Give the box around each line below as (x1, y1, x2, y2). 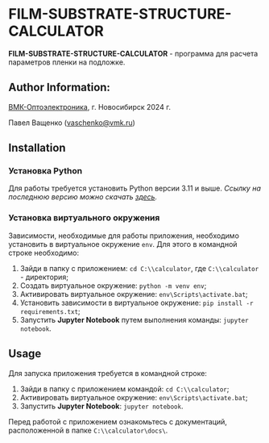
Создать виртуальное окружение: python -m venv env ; (19, 280, 207, 290)
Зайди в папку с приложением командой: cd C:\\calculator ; (19, 384, 230, 394)
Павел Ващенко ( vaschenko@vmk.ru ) (8, 118, 135, 127)
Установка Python (8, 165, 83, 177)
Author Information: (8, 81, 111, 94)
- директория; (19, 272, 68, 282)
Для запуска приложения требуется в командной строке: (8, 368, 208, 378)
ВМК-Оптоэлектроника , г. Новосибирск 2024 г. (8, 102, 172, 111)
